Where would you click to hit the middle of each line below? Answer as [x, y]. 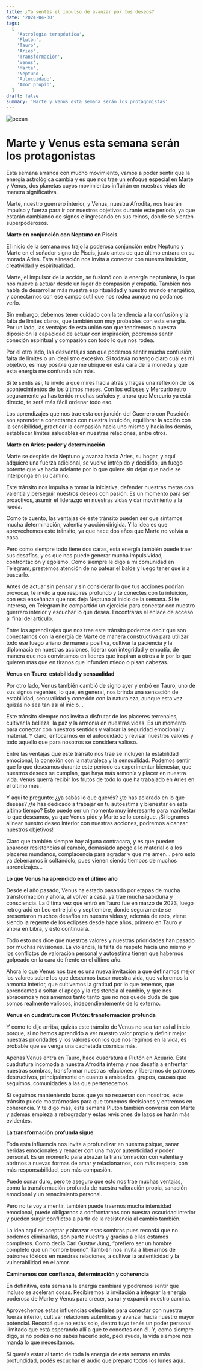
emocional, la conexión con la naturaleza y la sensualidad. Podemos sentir [98, 760]
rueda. [14, 506]
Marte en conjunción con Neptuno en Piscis [62, 234]
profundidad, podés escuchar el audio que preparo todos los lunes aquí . [96, 1360]
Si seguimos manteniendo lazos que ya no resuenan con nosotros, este [95, 1095]
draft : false [23, 96]
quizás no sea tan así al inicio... [45, 705]
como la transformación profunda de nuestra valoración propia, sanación [97, 1188]
